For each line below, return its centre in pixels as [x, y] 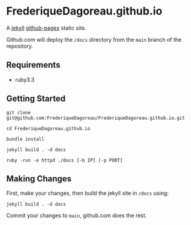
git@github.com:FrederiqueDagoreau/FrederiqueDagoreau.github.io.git [96, 118]
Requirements [33, 65]
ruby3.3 [25, 79]
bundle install [25, 139]
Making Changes [39, 179]
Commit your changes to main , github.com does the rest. [76, 215]
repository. [20, 46]
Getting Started [36, 99]
